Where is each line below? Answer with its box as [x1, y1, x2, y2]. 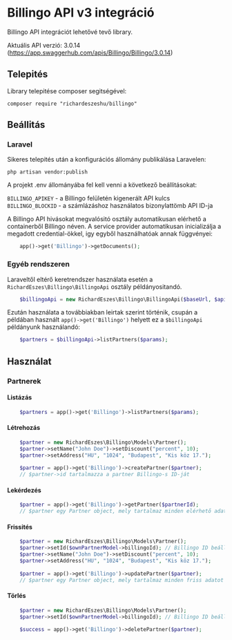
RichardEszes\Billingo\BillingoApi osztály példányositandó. [7, 282, 182, 291]
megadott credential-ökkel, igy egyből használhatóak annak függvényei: [7, 229, 213, 238]
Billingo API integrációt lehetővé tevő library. [7, 28, 133, 36]
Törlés [7, 592, 26, 600]
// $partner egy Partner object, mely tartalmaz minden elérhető [19, 508, 212, 515]
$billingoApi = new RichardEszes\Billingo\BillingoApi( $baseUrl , [19, 296, 212, 303]
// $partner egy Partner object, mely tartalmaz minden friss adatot [19, 576, 224, 583]
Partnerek [7, 376, 41, 386]
